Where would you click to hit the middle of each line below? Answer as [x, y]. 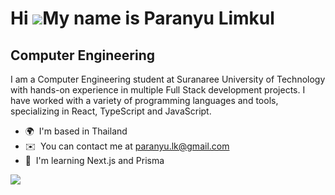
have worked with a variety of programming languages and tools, [144, 100]
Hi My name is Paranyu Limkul [142, 18]
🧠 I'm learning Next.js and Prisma [94, 160]
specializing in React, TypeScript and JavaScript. [111, 111]
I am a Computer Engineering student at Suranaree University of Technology [168, 79]
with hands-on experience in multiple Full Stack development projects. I [158, 90]
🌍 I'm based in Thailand [76, 131]
